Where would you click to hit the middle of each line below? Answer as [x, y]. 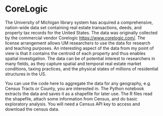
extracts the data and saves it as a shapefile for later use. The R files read [79, 94]
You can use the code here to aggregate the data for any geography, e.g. [78, 83]
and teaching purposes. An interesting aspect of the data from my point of [80, 48]
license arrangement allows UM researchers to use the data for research [78, 43]
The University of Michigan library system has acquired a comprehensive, [79, 22]
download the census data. [32, 109]
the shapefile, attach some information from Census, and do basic [71, 99]
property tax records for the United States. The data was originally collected [81, 33]
